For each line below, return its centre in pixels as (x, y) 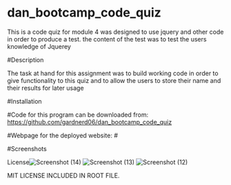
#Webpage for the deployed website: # (63, 135)
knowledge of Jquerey (39, 46)
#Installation (25, 101)
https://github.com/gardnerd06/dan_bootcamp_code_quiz (90, 121)
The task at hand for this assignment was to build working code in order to (113, 73)
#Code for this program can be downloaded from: (78, 115)
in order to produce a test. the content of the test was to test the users (107, 39)
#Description (26, 59)
